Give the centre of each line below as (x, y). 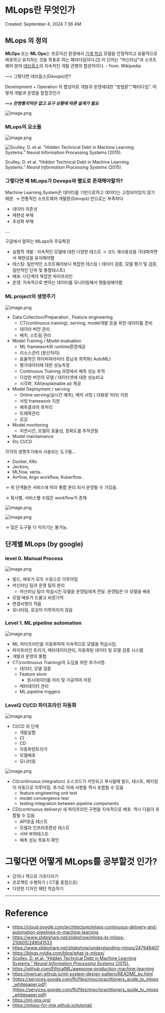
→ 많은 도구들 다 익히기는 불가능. (37, 527)
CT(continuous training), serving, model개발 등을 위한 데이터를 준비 (86, 323)
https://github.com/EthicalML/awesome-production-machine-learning (83, 968)
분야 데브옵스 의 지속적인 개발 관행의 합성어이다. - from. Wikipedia (77, 66)
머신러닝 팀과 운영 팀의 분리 (39, 585)
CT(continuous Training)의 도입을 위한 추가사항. (59, 662)
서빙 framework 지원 (40, 401)
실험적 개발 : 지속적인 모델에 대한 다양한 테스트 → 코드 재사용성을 (74, 252)
